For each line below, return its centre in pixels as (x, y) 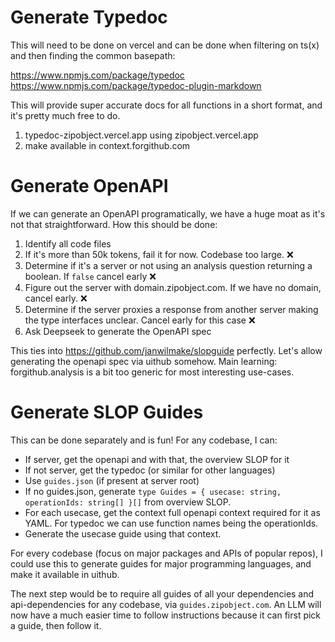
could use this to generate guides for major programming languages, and (161, 563)
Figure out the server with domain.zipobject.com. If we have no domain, (173, 287)
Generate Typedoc (89, 17)
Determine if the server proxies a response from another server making (171, 309)
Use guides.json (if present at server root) (112, 480)
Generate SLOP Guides (107, 412)
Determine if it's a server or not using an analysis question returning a (168, 265)
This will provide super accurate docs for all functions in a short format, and (166, 105)
